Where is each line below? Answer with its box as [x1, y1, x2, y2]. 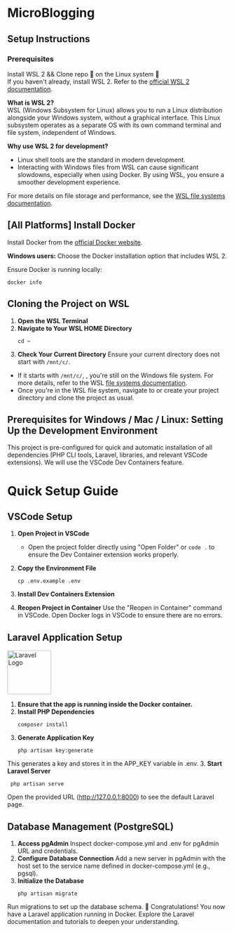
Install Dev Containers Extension [17, 590, 115, 599]
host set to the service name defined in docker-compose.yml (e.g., [17, 861, 211, 870]
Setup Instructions [7, 33, 90, 45]
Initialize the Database [17, 876, 84, 885]
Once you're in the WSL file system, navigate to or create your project [17, 386, 219, 394]
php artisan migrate [17, 890, 78, 897]
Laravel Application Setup [7, 631, 123, 644]
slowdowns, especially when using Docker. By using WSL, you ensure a [17, 170, 225, 178]
